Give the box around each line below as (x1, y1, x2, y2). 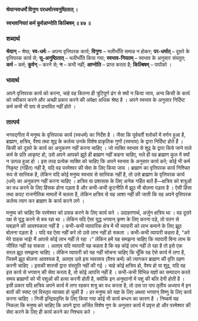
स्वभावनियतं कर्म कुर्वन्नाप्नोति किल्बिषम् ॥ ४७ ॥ (6, 19, 91, 27)
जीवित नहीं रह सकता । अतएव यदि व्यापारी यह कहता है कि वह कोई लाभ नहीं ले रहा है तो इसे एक (6, 242, 183, 249)
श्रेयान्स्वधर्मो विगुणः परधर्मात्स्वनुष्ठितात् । (6, 6, 78, 13)
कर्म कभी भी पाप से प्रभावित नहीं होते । (6, 103, 77, 110)
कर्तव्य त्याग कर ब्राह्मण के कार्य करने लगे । (6, 198, 85, 205)
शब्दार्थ (6, 35, 20, 43)
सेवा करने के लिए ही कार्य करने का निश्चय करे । (6, 309, 95, 316)
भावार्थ (6, 76, 19, 85)
